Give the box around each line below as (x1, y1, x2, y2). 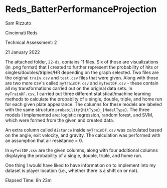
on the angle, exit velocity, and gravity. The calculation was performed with (5, 132, 160, 138)
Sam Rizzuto (5, 20, 32, 26)
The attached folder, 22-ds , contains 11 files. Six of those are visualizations (5, 58, 159, 64)
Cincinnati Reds (5, 29, 38, 35)
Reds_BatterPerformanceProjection (5, 3, 157, 15)
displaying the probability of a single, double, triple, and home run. (5, 152, 142, 158)
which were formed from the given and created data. (5, 117, 114, 123)
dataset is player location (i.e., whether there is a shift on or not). (5, 167, 139, 173)
